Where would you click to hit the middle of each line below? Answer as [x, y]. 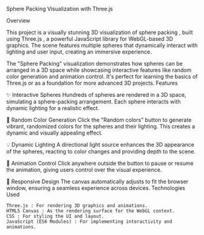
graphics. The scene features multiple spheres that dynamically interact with [102, 45]
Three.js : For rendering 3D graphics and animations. [77, 206]
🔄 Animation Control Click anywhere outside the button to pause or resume [100, 163]
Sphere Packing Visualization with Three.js [60, 9]
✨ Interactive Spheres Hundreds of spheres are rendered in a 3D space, [96, 95]
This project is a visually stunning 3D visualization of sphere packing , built [100, 32]
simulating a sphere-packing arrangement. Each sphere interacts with [93, 102]
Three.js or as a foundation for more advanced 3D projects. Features [92, 83]
